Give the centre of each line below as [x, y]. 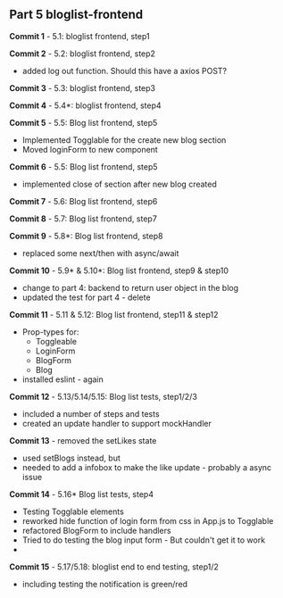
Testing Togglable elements [73, 511]
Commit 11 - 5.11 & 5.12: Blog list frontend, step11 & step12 [114, 314]
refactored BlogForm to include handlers [96, 530]
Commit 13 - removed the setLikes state [83, 440]
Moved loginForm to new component [90, 149]
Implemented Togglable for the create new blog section [124, 140]
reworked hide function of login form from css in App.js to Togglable [148, 520]
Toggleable [56, 341]
